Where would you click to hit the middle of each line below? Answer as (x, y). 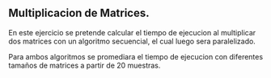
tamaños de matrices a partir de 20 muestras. (85, 65)
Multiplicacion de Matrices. (79, 13)
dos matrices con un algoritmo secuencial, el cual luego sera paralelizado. (132, 41)
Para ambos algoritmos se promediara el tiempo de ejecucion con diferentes (136, 56)
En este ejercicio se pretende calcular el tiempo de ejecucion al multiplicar (132, 32)
